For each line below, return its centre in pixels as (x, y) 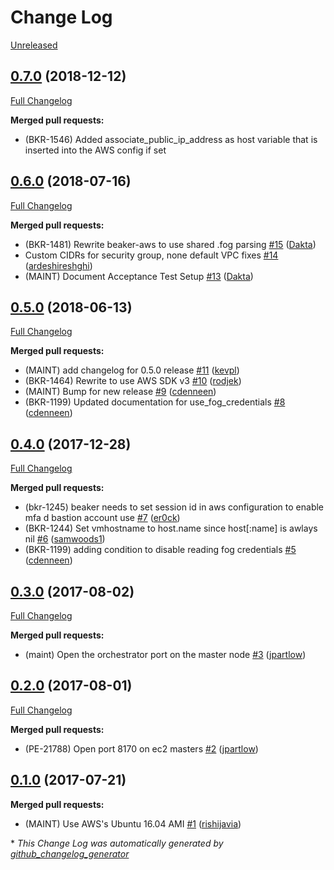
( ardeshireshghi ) (58, 265)
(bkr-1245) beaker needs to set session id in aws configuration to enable (174, 507)
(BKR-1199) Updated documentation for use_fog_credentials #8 (155, 402)
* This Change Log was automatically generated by (117, 843)
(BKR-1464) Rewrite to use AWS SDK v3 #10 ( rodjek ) (133, 381)
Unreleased (34, 45)
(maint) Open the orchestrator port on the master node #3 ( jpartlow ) (165, 654)
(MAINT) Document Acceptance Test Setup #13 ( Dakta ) (139, 276)
